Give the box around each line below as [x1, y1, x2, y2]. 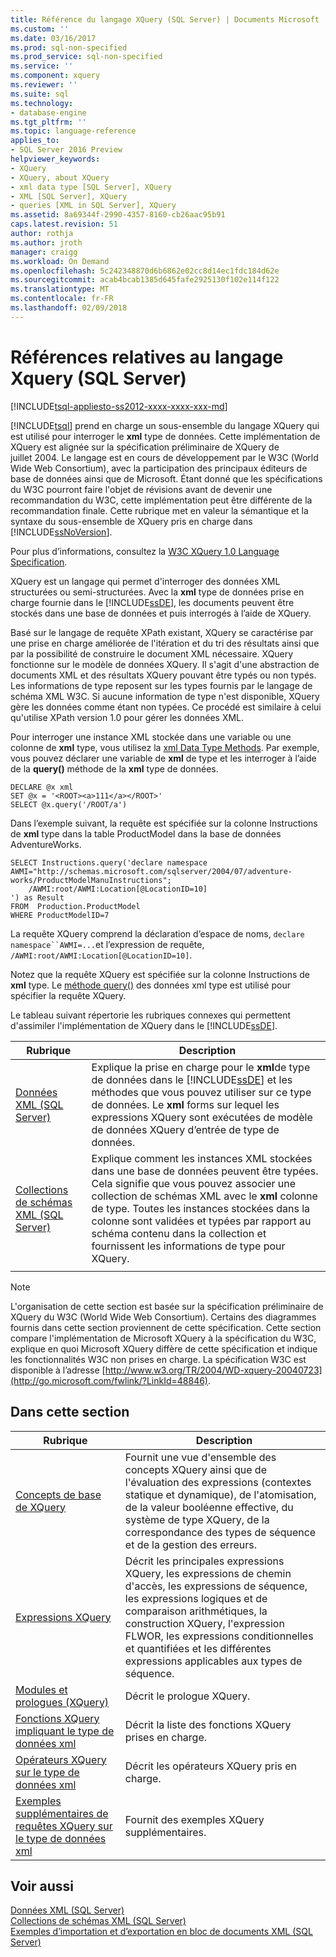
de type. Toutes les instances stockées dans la [91, 1201, 311, 1215]
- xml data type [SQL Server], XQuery [10, 182, 172, 192]
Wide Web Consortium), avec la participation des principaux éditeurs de [10, 462, 308, 474]
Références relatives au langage [10, 346, 284, 368]
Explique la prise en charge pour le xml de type [91, 1060, 311, 1074]
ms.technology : [10, 98, 74, 108]
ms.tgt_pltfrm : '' [10, 117, 87, 127]
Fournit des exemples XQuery [124, 1812, 265, 1826]
